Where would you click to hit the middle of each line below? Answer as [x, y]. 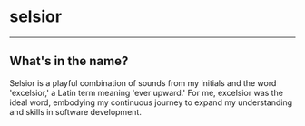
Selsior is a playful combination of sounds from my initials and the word [143, 82]
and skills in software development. [76, 111]
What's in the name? [69, 61]
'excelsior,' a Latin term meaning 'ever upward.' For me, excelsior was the [147, 92]
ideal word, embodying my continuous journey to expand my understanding [151, 102]
